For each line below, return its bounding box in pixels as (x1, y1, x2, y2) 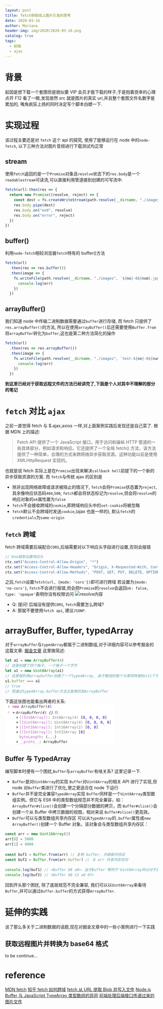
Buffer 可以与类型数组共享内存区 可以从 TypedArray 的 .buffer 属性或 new (12, 815, 151, 821)
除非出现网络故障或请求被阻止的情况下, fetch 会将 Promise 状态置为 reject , (12, 484, 157, 490)
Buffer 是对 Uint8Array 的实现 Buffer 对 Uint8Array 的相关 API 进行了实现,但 (12, 779, 158, 785)
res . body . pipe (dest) (14, 202, 55, 208)
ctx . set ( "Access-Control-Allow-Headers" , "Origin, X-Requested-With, (5, 565, 149, 569)
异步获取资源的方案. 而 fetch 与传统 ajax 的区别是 (5, 474, 103, 480)
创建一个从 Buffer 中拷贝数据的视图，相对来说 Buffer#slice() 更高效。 (12, 809, 152, 815)
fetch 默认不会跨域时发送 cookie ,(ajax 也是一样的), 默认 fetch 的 (12, 509, 136, 514)
